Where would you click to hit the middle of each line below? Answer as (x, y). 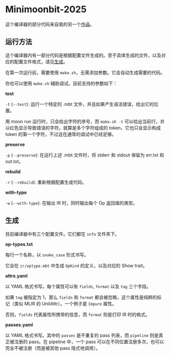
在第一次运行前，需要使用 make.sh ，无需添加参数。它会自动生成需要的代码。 (85, 72)
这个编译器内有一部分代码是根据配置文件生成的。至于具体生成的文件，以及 (83, 55)
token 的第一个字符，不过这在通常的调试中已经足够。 (61, 134)
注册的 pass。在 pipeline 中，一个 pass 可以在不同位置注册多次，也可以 (89, 342)
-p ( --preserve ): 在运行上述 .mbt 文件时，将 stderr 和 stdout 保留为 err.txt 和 (85, 155)
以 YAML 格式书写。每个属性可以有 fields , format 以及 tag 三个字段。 (78, 286)
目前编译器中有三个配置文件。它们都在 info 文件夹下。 (62, 234)
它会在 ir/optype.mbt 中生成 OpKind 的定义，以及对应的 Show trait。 (76, 265)
